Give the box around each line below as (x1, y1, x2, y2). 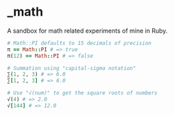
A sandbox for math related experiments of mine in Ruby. (7, 27, 168, 35)
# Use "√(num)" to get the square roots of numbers (7, 90, 158, 97)
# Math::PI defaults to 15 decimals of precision (7, 39, 152, 46)
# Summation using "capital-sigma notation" (7, 65, 136, 71)
